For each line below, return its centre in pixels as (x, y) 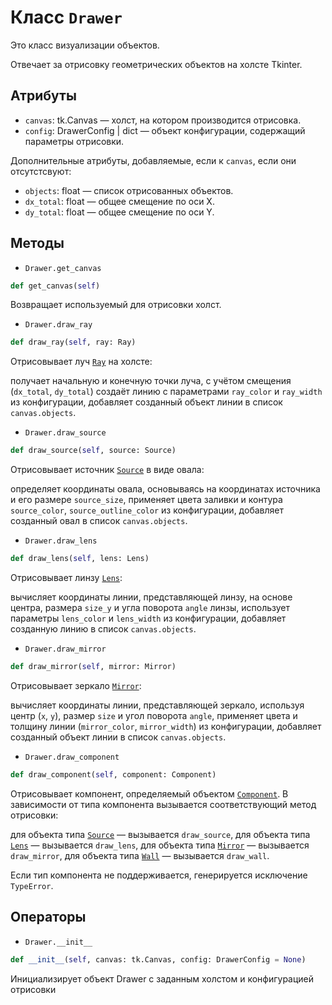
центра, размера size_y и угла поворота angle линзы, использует (150, 608)
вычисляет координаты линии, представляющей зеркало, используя (157, 705)
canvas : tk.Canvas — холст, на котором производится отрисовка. (163, 120)
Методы (37, 243)
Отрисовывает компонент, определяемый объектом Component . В (149, 793)
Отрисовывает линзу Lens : (66, 578)
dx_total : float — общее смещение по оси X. (119, 201)
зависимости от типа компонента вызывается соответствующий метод (163, 804)
